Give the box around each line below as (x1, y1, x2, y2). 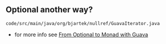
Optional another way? (5, 5, 93, 15)
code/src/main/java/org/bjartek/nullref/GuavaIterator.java (5, 20, 161, 26)
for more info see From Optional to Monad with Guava (14, 31, 148, 38)
